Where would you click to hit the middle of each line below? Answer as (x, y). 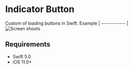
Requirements (28, 45)
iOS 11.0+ (22, 62)
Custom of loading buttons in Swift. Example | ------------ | (67, 23)
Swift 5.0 (22, 56)
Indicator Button (40, 9)
